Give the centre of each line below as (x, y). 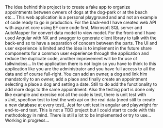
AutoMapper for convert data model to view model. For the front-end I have (81, 33)
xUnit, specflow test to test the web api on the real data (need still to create (80, 100)
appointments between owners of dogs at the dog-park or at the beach (76, 12)
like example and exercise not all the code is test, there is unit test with (76, 95)
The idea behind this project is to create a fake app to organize (68, 7)
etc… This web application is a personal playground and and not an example (81, 17)
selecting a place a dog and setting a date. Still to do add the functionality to (81, 84)
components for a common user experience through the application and (77, 53)
